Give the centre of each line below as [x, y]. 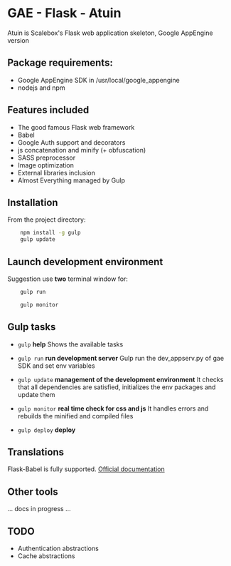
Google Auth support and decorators [71, 142]
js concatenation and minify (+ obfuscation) [82, 150]
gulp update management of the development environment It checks [120, 379]
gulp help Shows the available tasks [70, 344]
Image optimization [46, 165]
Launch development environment [85, 262]
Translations [36, 452]
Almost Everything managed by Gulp [71, 180]
